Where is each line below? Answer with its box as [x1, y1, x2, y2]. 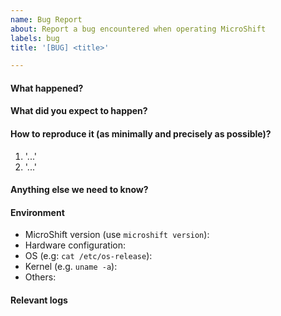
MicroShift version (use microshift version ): [24, 229, 210, 241]
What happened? [10, 82, 84, 94]
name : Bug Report [10, 14, 83, 25]
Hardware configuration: [24, 239, 127, 251]
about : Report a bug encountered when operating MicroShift [10, 24, 267, 34]
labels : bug [10, 33, 60, 43]
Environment [10, 206, 65, 218]
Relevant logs [10, 294, 68, 306]
